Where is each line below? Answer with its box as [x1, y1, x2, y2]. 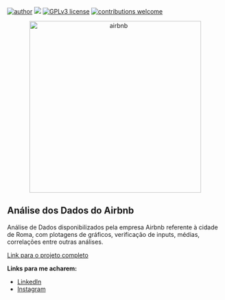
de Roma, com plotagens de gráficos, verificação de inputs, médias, [7, 230, 200, 238]
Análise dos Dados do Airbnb [7, 205, 134, 216]
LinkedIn [16, 277, 42, 286]
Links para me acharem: [7, 264, 78, 273]
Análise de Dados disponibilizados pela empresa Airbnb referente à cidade [7, 223, 218, 231]
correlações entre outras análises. [7, 238, 104, 246]
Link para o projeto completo [7, 251, 89, 259]
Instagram [16, 285, 46, 293]
